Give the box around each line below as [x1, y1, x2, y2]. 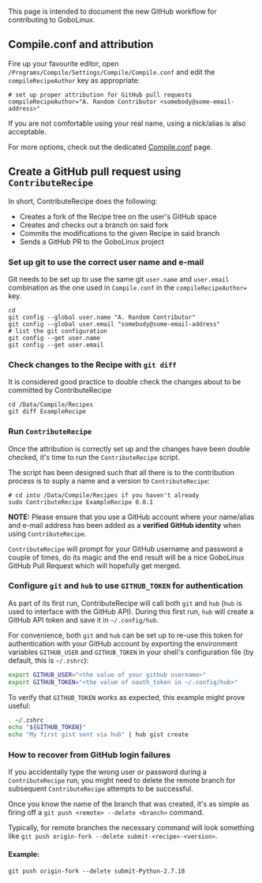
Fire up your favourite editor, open [8, 58, 120, 68]
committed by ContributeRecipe [8, 386, 112, 395]
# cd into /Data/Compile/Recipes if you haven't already [8, 491, 200, 499]
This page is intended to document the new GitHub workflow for [8, 7, 217, 16]
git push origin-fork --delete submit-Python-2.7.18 [8, 867, 185, 875]
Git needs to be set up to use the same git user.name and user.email [8, 274, 230, 283]
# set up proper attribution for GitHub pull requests [8, 91, 193, 99]
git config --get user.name [8, 334, 101, 342]
